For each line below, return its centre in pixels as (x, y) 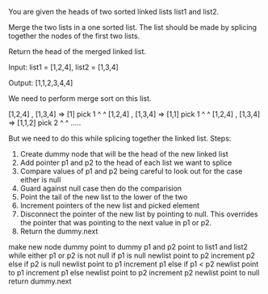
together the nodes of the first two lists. (74, 36)
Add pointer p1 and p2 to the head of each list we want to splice (126, 162)
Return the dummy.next (59, 231)
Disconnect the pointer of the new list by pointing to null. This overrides (139, 214)
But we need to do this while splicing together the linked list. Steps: (120, 138)
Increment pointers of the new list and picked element (110, 206)
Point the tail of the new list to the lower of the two (104, 197)
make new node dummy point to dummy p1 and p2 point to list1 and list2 (128, 247)
